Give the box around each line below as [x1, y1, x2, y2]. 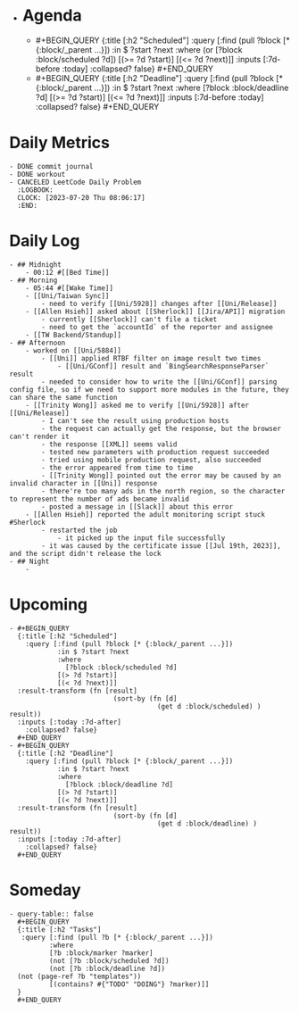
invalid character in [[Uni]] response [9, 478, 158, 487]
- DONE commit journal [9, 162, 94, 170]
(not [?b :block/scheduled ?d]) [48, 956, 170, 965]
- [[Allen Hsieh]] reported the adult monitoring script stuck [25, 510, 266, 519]
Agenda [21, 5, 82, 26]
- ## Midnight [9, 260, 62, 269]
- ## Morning [9, 276, 58, 285]
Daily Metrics [9, 133, 110, 153]
